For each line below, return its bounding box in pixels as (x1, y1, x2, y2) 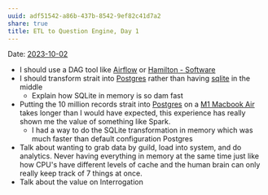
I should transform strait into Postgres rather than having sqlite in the (19, 74, 250, 84)
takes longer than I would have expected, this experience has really (19, 108, 246, 118)
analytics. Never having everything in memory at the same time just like (19, 151, 260, 161)
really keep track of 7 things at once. (19, 168, 143, 179)
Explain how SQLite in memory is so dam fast (31, 91, 184, 101)
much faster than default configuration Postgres (31, 134, 193, 144)
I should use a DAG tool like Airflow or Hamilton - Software (19, 65, 216, 75)
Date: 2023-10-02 (7, 50, 68, 59)
